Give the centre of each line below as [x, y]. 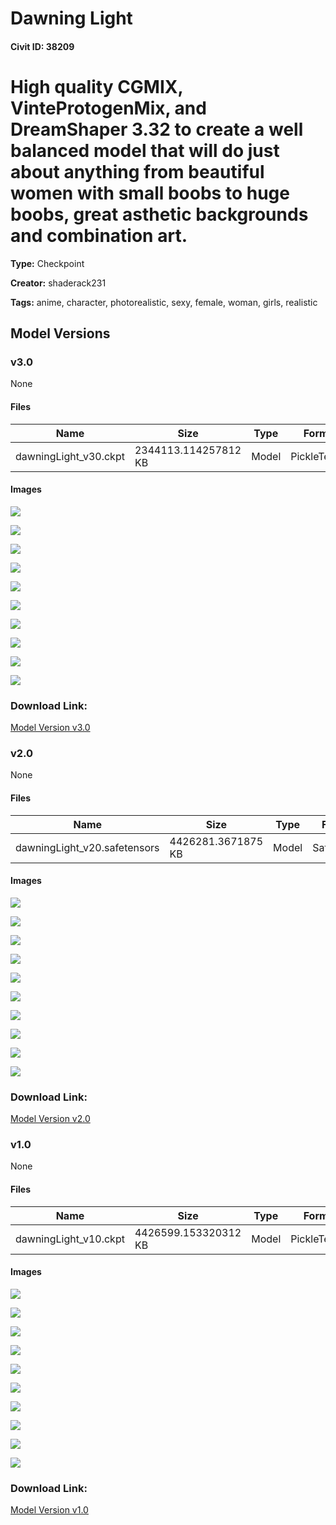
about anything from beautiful [137, 171]
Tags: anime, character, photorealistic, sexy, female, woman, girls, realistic [164, 302]
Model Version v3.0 [50, 728]
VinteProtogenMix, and [108, 108]
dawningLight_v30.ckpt [70, 456]
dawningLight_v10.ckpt [70, 1239]
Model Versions [60, 333]
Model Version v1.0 [49, 1510]
